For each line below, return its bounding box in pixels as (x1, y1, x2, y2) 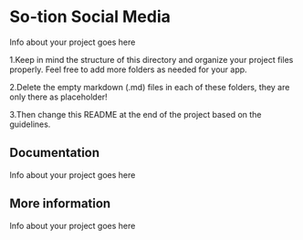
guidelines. (9, 119, 51, 130)
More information (9, 196, 111, 212)
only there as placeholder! (9, 91, 108, 102)
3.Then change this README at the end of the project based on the (9, 109, 262, 120)
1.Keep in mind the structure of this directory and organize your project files (9, 54, 294, 65)
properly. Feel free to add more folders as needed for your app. (9, 64, 248, 75)
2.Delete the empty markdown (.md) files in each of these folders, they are (9, 81, 290, 92)
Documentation (9, 145, 100, 161)
